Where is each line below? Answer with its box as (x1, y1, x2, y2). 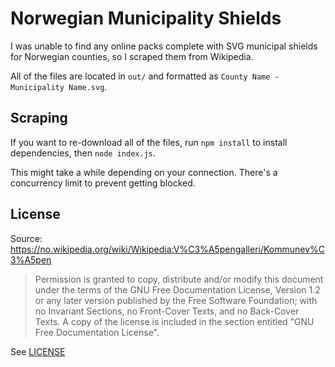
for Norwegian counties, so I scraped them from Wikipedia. (10, 50, 254, 62)
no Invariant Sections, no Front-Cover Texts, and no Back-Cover (34, 305, 300, 317)
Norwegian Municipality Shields (10, 7, 282, 30)
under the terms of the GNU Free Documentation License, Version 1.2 (34, 283, 321, 296)
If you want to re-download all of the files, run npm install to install (10, 136, 288, 148)
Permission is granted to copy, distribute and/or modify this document (34, 273, 324, 285)
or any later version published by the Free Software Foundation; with (34, 294, 318, 306)
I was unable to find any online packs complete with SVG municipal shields (10, 40, 318, 52)
